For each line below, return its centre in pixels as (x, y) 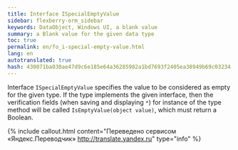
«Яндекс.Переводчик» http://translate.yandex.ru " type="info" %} (104, 139)
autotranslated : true (40, 60)
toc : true (22, 41)
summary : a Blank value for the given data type (81, 34)
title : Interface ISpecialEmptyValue (63, 14)
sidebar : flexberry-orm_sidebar (55, 21)
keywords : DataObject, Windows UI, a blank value (83, 27)
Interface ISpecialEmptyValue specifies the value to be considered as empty (119, 87)
